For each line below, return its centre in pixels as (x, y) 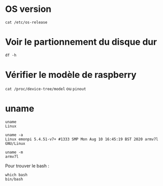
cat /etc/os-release (27, 22)
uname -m (14, 152)
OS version (28, 9)
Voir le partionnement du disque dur (81, 42)
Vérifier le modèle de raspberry (71, 75)
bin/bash (14, 179)
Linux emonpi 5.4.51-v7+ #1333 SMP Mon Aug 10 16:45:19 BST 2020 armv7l (82, 139)
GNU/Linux (15, 143)
